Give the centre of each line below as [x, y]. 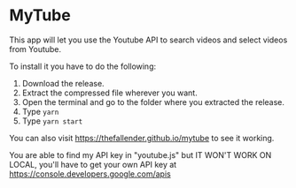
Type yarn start [52, 121]
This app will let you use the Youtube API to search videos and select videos [148, 40]
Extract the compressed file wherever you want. [109, 93]
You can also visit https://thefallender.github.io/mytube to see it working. [142, 138]
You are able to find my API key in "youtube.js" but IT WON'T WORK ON [140, 154]
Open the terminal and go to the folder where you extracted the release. [153, 102]
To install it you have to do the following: [83, 66]
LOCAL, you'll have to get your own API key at [93, 164]
